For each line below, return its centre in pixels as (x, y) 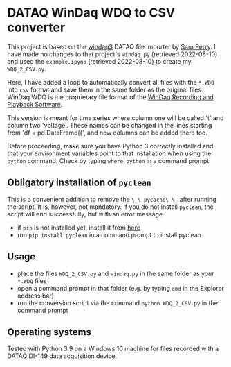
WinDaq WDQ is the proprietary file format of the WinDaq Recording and (111, 97)
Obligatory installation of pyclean (79, 183)
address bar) (35, 296)
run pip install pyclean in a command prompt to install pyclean (109, 234)
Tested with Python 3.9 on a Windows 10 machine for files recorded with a (113, 349)
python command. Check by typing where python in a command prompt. (109, 160)
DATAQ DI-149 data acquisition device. (62, 356)
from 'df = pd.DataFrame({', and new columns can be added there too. (107, 133)
